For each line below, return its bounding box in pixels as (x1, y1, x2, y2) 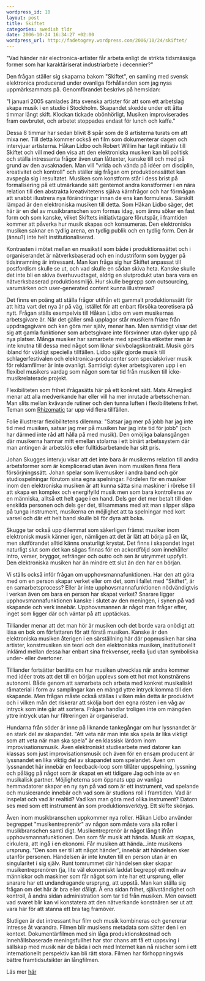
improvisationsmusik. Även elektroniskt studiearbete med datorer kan (6, 744, 181, 750)
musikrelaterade (6, 375, 47, 382)
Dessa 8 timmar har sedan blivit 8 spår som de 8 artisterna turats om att (6, 129, 188, 136)
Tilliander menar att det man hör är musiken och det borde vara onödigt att (6, 622, 195, 629)
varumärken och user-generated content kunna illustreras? (6, 285, 155, 291)
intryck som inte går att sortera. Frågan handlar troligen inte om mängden (6, 706, 192, 712)
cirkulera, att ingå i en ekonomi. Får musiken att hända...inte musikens (6, 840, 182, 847)
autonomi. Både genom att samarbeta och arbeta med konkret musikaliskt (6, 679, 193, 687)
